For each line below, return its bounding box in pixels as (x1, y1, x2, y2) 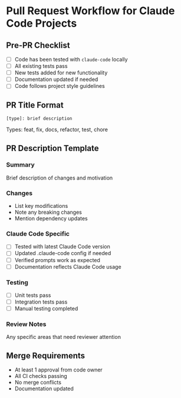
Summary (6, 161, 35, 169)
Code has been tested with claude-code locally (14, 56, 128, 63)
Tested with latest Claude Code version (14, 243, 110, 250)
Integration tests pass (14, 298, 68, 305)
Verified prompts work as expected (14, 256, 100, 263)
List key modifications (14, 203, 68, 210)
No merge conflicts (14, 379, 62, 386)
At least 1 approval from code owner (14, 366, 103, 373)
